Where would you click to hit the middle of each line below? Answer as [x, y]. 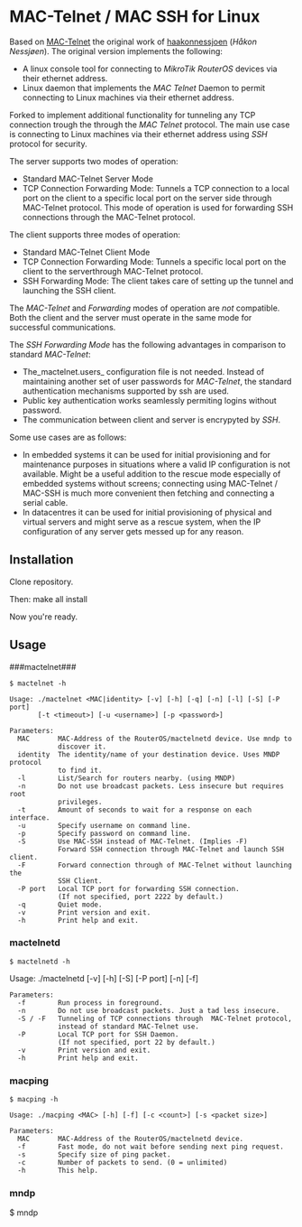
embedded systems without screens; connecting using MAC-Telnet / [150, 483]
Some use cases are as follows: [68, 437]
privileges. [80, 802]
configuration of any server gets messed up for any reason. [133, 531]
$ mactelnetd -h [40, 962]
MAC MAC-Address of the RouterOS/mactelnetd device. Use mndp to [155, 739]
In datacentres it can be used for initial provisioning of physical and [147, 512]
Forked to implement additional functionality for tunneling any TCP [133, 115]
